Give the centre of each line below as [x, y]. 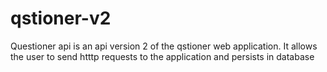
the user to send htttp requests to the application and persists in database [162, 56]
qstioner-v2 [61, 18]
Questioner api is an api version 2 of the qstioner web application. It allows [164, 46]
